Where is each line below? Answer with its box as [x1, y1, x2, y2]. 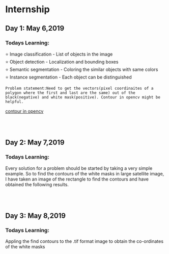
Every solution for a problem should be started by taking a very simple [5, 165, 153, 171]
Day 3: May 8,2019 [5, 211, 66, 220]
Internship [5, 4, 50, 15]
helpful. [5, 99, 24, 104]
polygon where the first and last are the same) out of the [5, 90, 136, 95]
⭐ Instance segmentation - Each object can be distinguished [5, 74, 132, 80]
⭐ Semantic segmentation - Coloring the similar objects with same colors [5, 66, 158, 72]
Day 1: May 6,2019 [5, 24, 65, 33]
